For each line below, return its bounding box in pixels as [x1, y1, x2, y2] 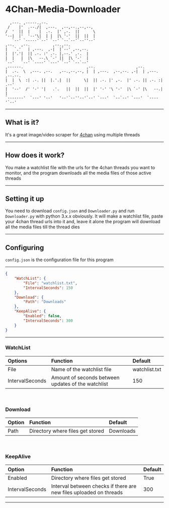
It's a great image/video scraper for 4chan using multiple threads [5, 131, 140, 137]
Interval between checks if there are [51, 483, 137, 490]
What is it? [5, 118, 39, 127]
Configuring [5, 243, 44, 252]
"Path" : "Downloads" [23, 299, 66, 304]
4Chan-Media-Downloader [5, 4, 121, 15]
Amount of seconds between [51, 374, 120, 381]
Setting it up [5, 194, 44, 203]
